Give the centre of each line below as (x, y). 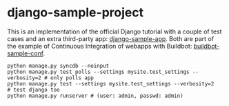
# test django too (33, 90)
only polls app (72, 78)
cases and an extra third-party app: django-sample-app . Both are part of (111, 38)
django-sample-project (75, 13)
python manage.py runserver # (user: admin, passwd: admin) (96, 96)
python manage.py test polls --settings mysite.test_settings (98, 72)
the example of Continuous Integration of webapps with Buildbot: (100, 46)
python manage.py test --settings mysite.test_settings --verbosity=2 (111, 83)
